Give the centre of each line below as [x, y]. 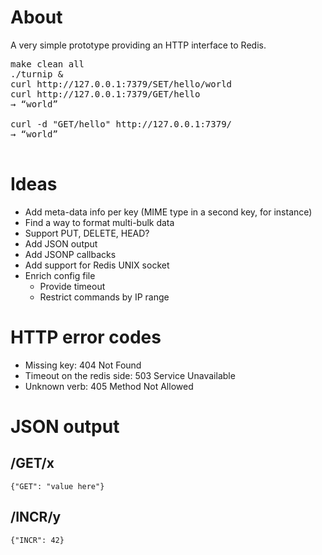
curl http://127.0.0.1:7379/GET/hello [105, 94]
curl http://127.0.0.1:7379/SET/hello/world [121, 84]
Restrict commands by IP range [104, 297]
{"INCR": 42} [37, 540]
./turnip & [37, 74]
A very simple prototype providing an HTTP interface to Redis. [138, 45]
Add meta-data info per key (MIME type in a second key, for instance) [168, 212]
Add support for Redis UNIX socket [97, 265]
